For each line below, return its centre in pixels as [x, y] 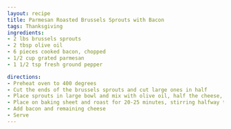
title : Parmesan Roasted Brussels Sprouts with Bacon [86, 20]
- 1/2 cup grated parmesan [46, 58]
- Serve [18, 115]
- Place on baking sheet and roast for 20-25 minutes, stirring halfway [113, 103]
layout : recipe [29, 13]
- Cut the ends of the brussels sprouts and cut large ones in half [107, 90]
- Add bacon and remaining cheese [57, 109]
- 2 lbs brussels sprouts [44, 39]
